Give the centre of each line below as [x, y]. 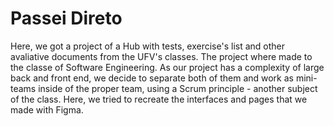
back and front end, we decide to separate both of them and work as [152, 78]
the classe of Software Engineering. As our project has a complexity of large [167, 67]
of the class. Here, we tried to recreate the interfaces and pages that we [159, 99]
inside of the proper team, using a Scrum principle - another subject [178, 88]
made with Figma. [47, 109]
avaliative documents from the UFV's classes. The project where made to [161, 56]
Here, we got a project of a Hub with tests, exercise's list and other [148, 46]
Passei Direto [66, 18]
